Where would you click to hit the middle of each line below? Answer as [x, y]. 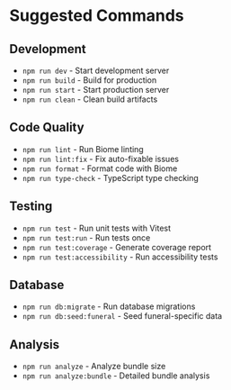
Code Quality [47, 127]
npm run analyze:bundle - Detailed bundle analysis [116, 376]
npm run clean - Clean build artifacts [90, 99]
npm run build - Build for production [89, 80]
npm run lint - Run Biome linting [83, 149]
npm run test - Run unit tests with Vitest [97, 228]
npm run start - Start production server [96, 90]
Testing [31, 207]
